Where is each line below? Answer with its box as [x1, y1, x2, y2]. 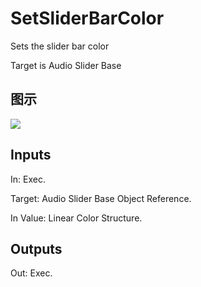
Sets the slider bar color [10, 40, 110, 52]
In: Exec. [10, 173, 46, 185]
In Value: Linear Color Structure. [10, 212, 143, 224]
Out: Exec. [10, 267, 53, 279]
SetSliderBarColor [10, 7, 165, 30]
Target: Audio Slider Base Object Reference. [10, 192, 192, 204]
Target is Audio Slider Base [10, 59, 122, 71]
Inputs [10, 147, 52, 164]
